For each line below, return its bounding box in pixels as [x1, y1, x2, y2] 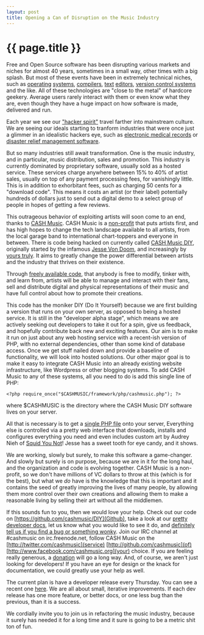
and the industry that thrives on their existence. [6, 259, 125, 266]
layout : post [6, 9, 40, 15]
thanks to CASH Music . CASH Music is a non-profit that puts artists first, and [6, 220, 199, 227]
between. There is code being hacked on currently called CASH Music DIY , [6, 239, 195, 246]
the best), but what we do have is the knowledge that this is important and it [6, 477, 197, 485]
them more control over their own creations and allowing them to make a [6, 490, 189, 498]
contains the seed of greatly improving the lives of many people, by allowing [6, 484, 198, 491]
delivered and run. [6, 106, 52, 113]
